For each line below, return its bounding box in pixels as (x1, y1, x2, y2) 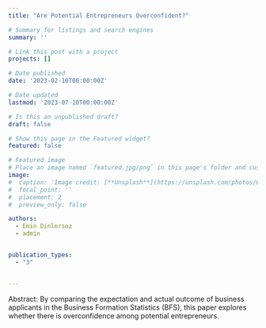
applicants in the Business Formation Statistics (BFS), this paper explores (8, 303, 247, 312)
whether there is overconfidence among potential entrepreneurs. (8, 311, 219, 320)
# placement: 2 (8, 193, 62, 201)
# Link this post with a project (8, 48, 119, 56)
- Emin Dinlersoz (15, 222, 73, 230)
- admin (15, 230, 41, 238)
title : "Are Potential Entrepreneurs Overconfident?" (8, 11, 190, 20)
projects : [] (8, 55, 51, 64)
